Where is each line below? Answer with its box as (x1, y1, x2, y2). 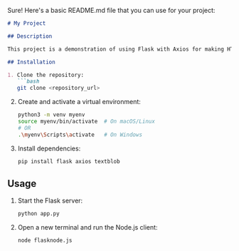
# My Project (7, 20, 46, 27)
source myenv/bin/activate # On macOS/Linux (17, 118, 155, 125)
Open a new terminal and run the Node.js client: (17, 223, 158, 232)
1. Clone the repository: (7, 71, 84, 78)
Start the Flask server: (17, 196, 83, 205)
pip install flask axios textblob (17, 158, 120, 165)
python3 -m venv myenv (17, 111, 85, 118)
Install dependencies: (17, 144, 81, 153)
